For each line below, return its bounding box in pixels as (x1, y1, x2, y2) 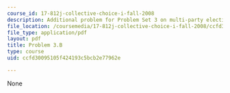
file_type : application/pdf (7, 29, 88, 36)
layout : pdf (7, 36, 41, 42)
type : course (7, 49, 44, 55)
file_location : (7, 23, 51, 29)
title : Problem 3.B (7, 42, 63, 49)
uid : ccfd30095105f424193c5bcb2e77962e (7, 55, 121, 62)
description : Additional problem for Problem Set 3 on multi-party (7, 16, 204, 23)
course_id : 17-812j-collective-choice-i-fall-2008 (7, 10, 155, 17)
